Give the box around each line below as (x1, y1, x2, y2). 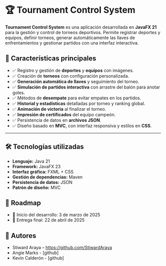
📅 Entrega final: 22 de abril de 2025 (12, 217, 85, 223)
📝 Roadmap (5, 199, 41, 207)
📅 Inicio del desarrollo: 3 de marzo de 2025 (12, 212, 100, 218)
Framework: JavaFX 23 (12, 163, 61, 169)
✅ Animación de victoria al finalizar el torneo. (12, 106, 106, 112)
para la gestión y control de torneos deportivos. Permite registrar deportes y (5, 29, 161, 35)
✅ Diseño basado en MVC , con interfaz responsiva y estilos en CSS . (12, 123, 152, 129)
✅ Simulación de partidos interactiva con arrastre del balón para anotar (12, 84, 161, 90)
